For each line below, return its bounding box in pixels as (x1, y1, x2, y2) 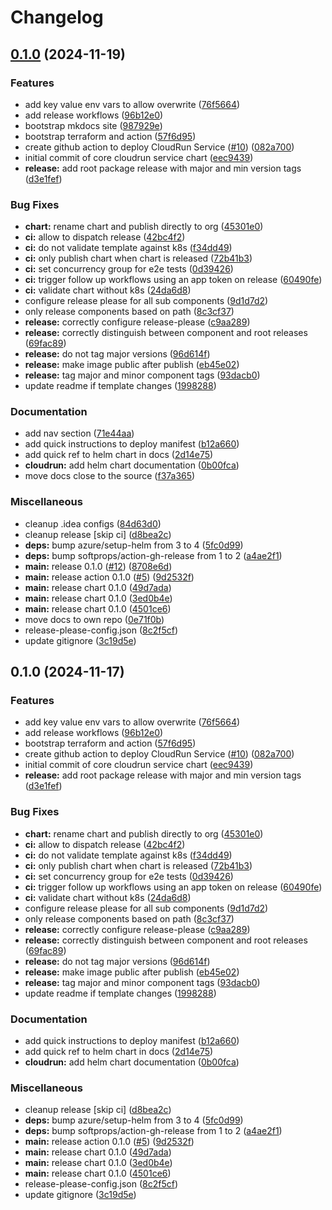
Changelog (10, 6, 104, 29)
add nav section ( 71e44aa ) (24, 427, 135, 440)
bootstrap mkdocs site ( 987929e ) (24, 119, 163, 131)
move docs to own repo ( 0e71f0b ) (24, 613, 165, 625)
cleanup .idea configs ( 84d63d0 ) (24, 517, 162, 530)
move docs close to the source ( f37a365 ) (24, 470, 196, 482)
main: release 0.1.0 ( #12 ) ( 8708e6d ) (24, 560, 173, 572)
